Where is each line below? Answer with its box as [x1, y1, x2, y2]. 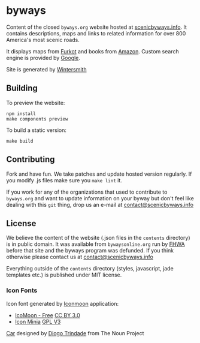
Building [6, 83, 38, 94]
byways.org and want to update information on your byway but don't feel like [6, 194, 195, 201]
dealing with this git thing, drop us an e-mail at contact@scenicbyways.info [6, 201, 193, 208]
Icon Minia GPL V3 [14, 318, 61, 325]
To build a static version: [6, 127, 67, 134]
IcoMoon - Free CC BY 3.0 [14, 311, 80, 318]
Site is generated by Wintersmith [6, 65, 87, 73]
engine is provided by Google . [6, 54, 81, 61]
